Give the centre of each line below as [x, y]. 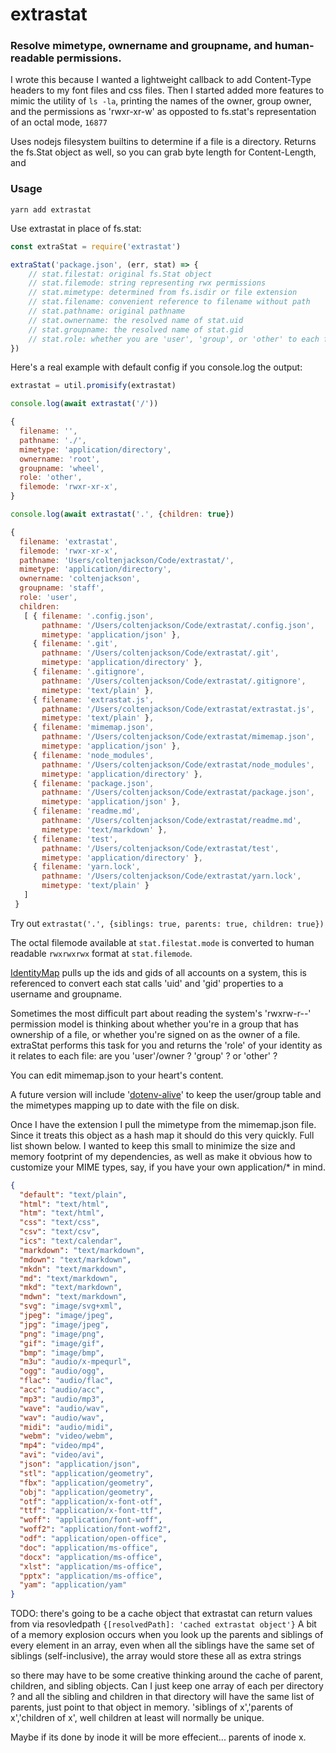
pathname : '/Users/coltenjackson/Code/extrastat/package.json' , [178, 793]
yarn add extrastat [51, 209]
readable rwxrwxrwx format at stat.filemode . [101, 953]
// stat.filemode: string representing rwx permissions [147, 283]
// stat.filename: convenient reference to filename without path [169, 302]
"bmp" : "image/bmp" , [62, 1353]
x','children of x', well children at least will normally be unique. [137, 1718]
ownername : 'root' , [60, 459]
